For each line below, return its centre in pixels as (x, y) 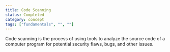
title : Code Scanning (28, 10)
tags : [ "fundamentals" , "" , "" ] (39, 24)
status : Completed (25, 15)
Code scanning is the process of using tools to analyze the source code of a (85, 39)
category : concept (25, 19)
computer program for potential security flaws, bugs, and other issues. (79, 44)
